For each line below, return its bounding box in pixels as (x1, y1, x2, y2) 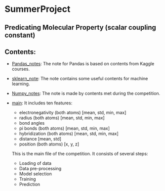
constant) (4, 31, 36, 39)
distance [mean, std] (19, 136, 62, 142)
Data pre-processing (19, 166, 62, 172)
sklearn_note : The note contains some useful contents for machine (11, 76, 148, 82)
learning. (11, 81, 30, 87)
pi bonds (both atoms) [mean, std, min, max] (19, 125, 110, 132)
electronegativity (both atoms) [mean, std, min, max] (19, 110, 126, 116)
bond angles (19, 120, 45, 126)
